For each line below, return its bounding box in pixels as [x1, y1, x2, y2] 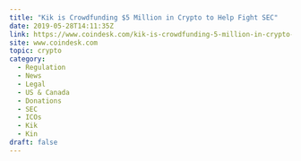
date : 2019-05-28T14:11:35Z [9, 21, 115, 30]
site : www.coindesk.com [9, 38, 99, 47]
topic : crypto [9, 47, 63, 55]
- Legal [17, 80, 47, 89]
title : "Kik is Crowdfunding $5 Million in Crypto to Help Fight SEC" [9, 13, 279, 22]
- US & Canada [17, 88, 70, 97]
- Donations [17, 96, 63, 106]
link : [9, 30, 30, 38]
